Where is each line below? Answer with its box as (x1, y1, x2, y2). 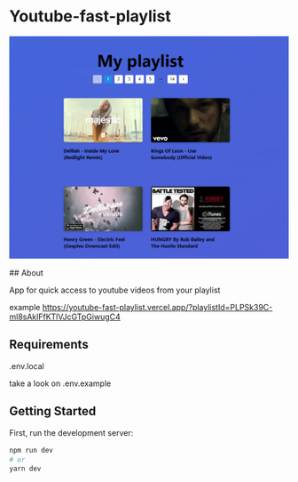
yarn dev (9, 464, 42, 473)
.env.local (9, 360, 44, 371)
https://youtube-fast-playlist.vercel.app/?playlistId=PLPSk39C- (42, 302, 273, 313)
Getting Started (9, 404, 97, 419)
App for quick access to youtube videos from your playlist (9, 285, 221, 295)
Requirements (9, 337, 89, 352)
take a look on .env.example (9, 378, 112, 389)
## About (9, 268, 44, 278)
